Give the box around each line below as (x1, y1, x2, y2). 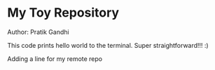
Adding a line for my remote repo (7, 54, 103, 63)
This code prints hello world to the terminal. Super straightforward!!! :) (7, 41, 209, 49)
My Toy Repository (7, 5, 120, 21)
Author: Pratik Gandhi (7, 28, 69, 36)
